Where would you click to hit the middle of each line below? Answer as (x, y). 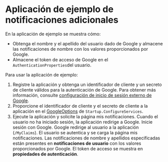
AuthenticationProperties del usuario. (52, 65)
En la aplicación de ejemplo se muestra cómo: (53, 34)
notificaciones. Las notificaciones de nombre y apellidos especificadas (86, 138)
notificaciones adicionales (62, 20)
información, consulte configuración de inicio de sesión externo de (82, 95)
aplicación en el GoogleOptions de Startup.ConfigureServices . (78, 111)
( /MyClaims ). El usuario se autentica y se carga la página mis (75, 132)
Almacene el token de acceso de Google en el (60, 59)
